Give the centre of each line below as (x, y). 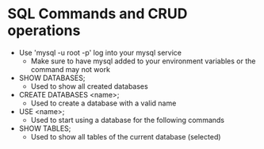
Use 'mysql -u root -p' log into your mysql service (100, 52)
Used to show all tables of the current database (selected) (126, 136)
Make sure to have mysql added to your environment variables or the (143, 61)
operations (44, 31)
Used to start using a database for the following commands (128, 120)
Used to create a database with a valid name (103, 103)
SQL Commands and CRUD (98, 14)
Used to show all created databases (89, 86)
